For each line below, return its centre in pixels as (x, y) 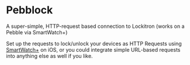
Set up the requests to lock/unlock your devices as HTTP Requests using (94, 44)
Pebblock (30, 10)
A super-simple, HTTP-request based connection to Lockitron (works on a (95, 26)
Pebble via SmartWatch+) (37, 32)
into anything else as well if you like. (49, 56)
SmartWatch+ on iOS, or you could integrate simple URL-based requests (93, 49)
